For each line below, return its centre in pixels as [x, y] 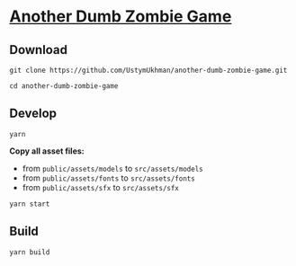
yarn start [30, 204]
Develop [33, 114]
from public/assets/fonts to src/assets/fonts [108, 178]
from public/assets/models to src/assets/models [113, 168]
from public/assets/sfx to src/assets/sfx [101, 187]
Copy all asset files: [47, 151]
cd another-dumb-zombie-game [64, 86]
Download [38, 50]
